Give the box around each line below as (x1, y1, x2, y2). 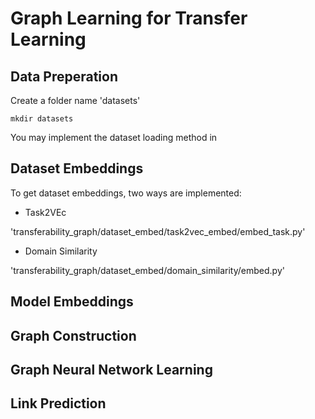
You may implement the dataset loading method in (10, 132, 218, 143)
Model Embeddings (10, 293, 134, 311)
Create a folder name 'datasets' (10, 95, 141, 106)
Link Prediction (10, 395, 107, 412)
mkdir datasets (10, 114, 74, 124)
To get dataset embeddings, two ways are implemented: (10, 187, 242, 199)
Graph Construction (10, 327, 137, 344)
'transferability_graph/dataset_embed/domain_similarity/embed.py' (10, 264, 285, 276)
